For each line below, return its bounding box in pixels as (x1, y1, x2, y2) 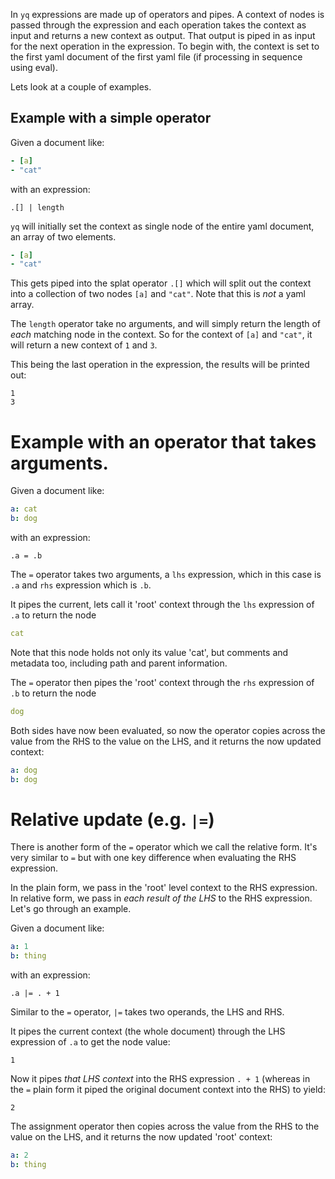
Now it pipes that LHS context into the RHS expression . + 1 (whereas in (10, 1073, 311, 1085)
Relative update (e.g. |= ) (10, 808, 215, 831)
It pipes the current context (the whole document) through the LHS (10, 1025, 286, 1038)
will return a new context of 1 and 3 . (10, 339, 158, 351)
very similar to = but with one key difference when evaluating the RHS (10, 852, 297, 864)
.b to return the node (10, 687, 97, 699)
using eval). (10, 62, 58, 73)
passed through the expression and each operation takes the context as (10, 19, 307, 31)
